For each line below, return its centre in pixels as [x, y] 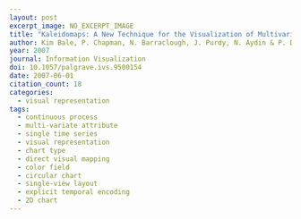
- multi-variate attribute [68, 126]
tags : [19, 109]
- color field [43, 167]
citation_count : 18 [46, 84]
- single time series [58, 134]
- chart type [42, 150]
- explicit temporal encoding [73, 192]
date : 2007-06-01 [42, 76]
